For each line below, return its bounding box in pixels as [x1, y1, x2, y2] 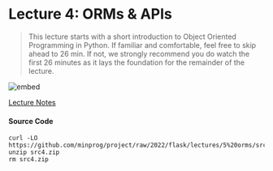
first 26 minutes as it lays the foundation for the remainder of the [28, 58, 245, 67]
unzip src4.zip [8, 148, 60, 156]
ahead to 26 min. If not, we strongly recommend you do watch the [28, 49, 250, 58]
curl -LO [8, 135, 38, 143]
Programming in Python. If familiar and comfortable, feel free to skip [28, 40, 257, 49]
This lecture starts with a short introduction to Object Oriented [28, 32, 237, 41]
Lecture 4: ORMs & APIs [8, 5, 173, 24]
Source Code [8, 116, 54, 126]
